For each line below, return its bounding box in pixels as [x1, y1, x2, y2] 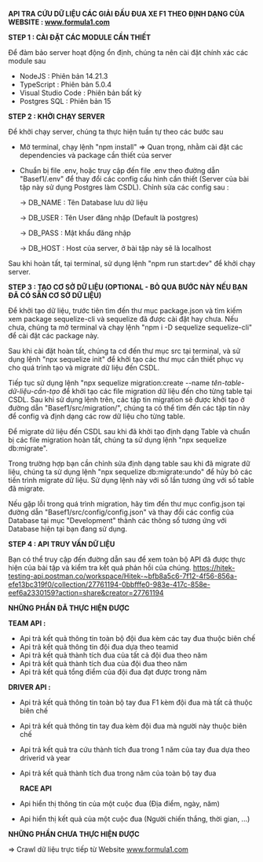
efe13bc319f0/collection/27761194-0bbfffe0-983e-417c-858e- [8, 580, 210, 589]
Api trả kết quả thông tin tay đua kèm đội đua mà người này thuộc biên [19, 721, 247, 731]
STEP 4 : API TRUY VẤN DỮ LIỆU [8, 540, 115, 548]
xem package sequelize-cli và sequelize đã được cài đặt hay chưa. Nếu [8, 315, 239, 323]
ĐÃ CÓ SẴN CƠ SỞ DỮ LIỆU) [8, 291, 102, 300]
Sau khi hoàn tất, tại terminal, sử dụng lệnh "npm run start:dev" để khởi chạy [8, 259, 256, 268]
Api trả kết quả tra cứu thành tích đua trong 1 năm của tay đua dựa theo [19, 745, 250, 754]
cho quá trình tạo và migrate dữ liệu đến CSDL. [8, 363, 160, 372]
